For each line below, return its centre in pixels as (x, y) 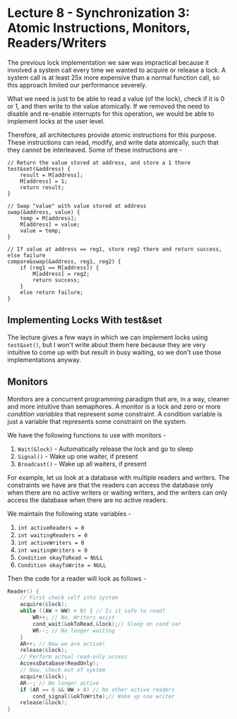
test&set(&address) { (39, 169)
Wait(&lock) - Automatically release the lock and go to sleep (105, 449)
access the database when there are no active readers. (87, 500)
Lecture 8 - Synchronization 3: (99, 13)
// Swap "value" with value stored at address (77, 206)
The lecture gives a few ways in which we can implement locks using (108, 337)
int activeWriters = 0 (51, 543)
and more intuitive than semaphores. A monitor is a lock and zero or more (114, 406)
